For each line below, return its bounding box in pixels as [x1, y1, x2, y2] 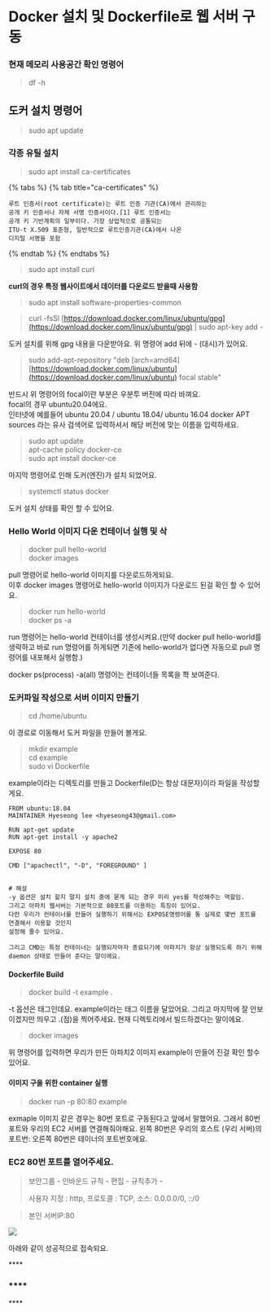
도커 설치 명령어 [8, 103, 83, 117]
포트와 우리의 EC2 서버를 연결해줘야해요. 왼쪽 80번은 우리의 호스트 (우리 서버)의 [8, 1123, 262, 1133]
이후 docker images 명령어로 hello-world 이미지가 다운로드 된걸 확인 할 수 [8, 580, 246, 590]
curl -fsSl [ [28, 313, 65, 323]
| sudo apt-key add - [194, 322, 264, 331]
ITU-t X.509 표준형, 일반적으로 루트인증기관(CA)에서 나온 [8, 226, 182, 234]
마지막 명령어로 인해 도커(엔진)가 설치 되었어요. [8, 470, 157, 480]
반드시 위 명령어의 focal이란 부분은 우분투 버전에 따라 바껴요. [8, 388, 201, 399]
